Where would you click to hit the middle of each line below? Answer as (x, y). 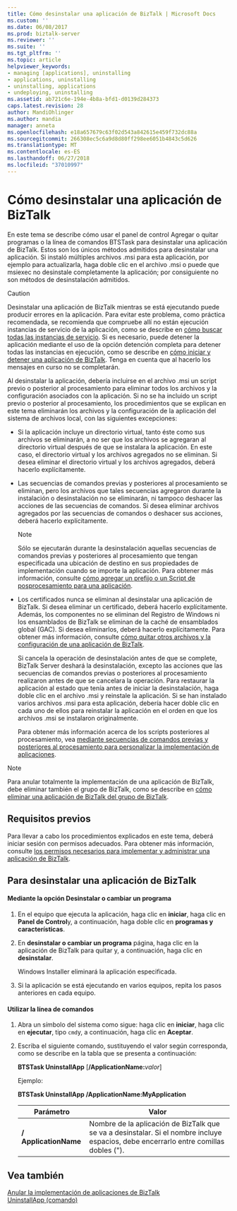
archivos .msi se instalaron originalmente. (78, 718)
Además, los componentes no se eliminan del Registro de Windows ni (119, 614)
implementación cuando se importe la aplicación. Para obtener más (115, 570)
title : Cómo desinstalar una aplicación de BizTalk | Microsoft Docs (112, 14)
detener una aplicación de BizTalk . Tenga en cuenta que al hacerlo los (109, 359)
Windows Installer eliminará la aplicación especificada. (97, 971)
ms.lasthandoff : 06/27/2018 (49, 159)
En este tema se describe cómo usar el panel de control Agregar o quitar (113, 235)
